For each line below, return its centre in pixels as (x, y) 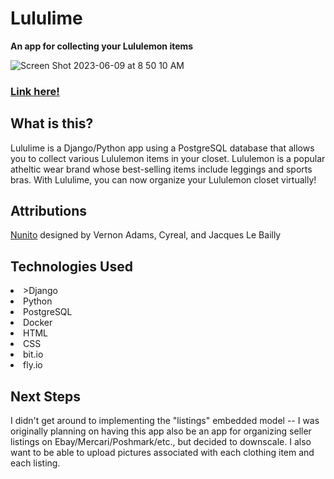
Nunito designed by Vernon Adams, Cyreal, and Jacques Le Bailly (146, 235)
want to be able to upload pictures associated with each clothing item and (162, 453)
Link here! (35, 91)
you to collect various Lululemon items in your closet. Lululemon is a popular (168, 158)
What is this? (52, 123)
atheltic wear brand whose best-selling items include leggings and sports (161, 169)
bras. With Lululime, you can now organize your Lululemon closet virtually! (163, 179)
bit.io (33, 354)
